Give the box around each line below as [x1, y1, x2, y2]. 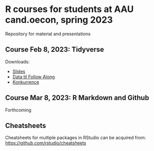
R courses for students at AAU [5, 4, 134, 15]
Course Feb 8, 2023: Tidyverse [5, 45, 104, 54]
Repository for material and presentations [5, 31, 91, 37]
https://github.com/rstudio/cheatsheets [5, 140, 86, 146]
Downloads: [5, 59, 30, 65]
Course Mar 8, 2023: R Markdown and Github [5, 94, 149, 102]
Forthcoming [5, 107, 31, 113]
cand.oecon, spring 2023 [5, 14, 113, 26]
